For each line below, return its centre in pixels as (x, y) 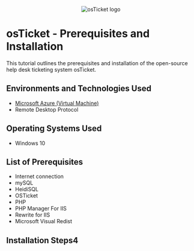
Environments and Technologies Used (79, 88)
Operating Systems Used (54, 129)
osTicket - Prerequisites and (78, 34)
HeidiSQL (27, 189)
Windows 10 (30, 143)
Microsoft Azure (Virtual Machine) (57, 103)
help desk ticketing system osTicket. (51, 69)
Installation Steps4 (42, 240)
